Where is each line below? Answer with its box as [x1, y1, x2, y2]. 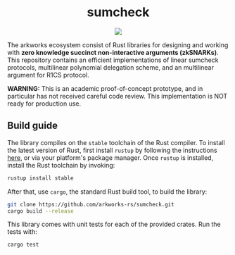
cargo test [7, 241, 39, 249]
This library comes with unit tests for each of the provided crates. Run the [7, 220, 221, 229]
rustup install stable [7, 174, 74, 182]
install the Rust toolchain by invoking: [7, 161, 115, 169]
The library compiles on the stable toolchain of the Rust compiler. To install [7, 138, 225, 147]
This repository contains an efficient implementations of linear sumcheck [7, 56, 219, 64]
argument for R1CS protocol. [7, 70, 89, 79]
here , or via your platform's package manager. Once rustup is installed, [7, 153, 214, 162]
